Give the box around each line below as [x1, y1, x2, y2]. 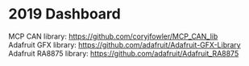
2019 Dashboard [8, 5, 121, 23]
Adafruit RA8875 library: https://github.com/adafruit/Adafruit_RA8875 [8, 48, 239, 58]
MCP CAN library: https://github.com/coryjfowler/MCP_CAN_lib [8, 31, 218, 41]
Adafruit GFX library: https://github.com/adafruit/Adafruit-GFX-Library [8, 39, 241, 49]
